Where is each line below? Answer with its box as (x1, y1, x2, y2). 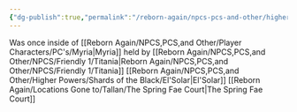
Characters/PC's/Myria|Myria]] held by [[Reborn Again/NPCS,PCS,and (9, 46, 266, 57)
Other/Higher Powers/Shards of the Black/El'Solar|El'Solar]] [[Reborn (9, 74, 261, 85)
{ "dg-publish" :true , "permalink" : (9, 12, 133, 22)
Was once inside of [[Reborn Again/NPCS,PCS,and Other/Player (9, 37, 242, 48)
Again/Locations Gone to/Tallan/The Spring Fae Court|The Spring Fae (9, 84, 263, 94)
